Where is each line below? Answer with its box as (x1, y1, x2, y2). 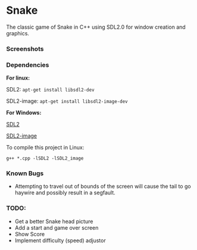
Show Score (14, 230, 45, 237)
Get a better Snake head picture (14, 218, 93, 225)
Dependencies (6, 60, 49, 69)
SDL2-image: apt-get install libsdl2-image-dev (6, 97, 128, 105)
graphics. (6, 29, 30, 36)
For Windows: (6, 109, 42, 117)
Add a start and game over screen (14, 224, 99, 231)
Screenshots (6, 44, 44, 53)
